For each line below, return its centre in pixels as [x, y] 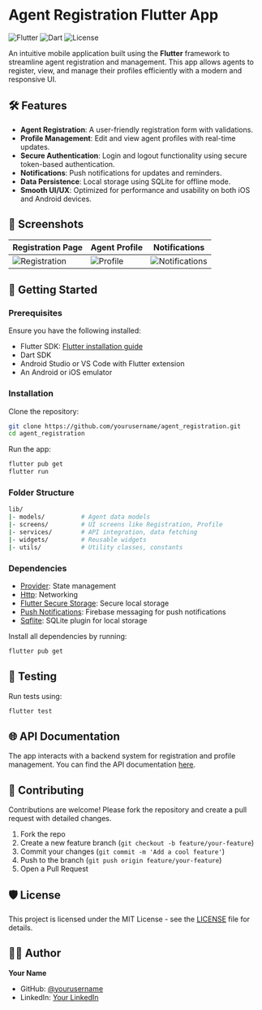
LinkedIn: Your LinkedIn [59, 997]
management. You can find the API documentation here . [102, 765]
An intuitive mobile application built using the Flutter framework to [119, 53]
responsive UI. [32, 79]
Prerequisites [35, 313]
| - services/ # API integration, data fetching [103, 532]
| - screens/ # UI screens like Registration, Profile [116, 525]
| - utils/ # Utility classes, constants [96, 547]
